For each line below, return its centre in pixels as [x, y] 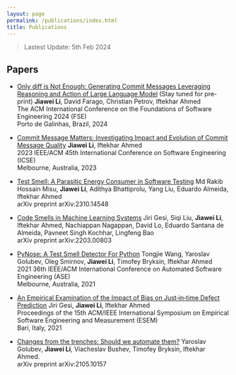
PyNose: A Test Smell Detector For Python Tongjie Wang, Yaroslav [113, 254]
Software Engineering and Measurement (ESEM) [87, 321]
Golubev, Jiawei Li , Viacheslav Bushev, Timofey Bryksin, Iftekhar [111, 349]
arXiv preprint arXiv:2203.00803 [64, 241]
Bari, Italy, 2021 [39, 328]
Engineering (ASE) [43, 277]
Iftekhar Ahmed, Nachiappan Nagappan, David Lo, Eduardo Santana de [120, 225]
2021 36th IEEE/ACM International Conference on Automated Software [119, 269]
